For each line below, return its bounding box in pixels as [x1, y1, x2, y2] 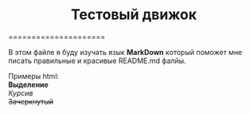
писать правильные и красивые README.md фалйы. [8, 56, 186, 65]
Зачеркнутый [8, 96, 54, 106]
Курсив [8, 88, 33, 97]
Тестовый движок [70, 6, 197, 24]
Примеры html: [8, 71, 60, 81]
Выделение [8, 80, 49, 89]
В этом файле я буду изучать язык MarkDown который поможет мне [8, 47, 243, 57]
